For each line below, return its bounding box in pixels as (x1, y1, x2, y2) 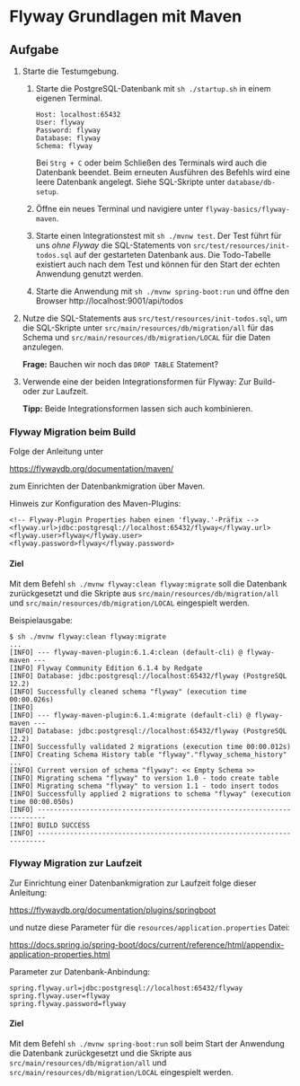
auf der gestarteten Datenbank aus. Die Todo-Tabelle (74, 250, 271, 260)
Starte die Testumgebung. (22, 66, 119, 76)
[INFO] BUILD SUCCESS (9, 820, 91, 830)
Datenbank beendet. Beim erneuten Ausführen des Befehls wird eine (35, 167, 290, 177)
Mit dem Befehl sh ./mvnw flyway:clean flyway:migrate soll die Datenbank (9, 578, 287, 589)
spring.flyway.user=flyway (9, 991, 110, 1001)
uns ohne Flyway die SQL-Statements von (35, 240, 191, 251)
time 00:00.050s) (9, 797, 75, 806)
